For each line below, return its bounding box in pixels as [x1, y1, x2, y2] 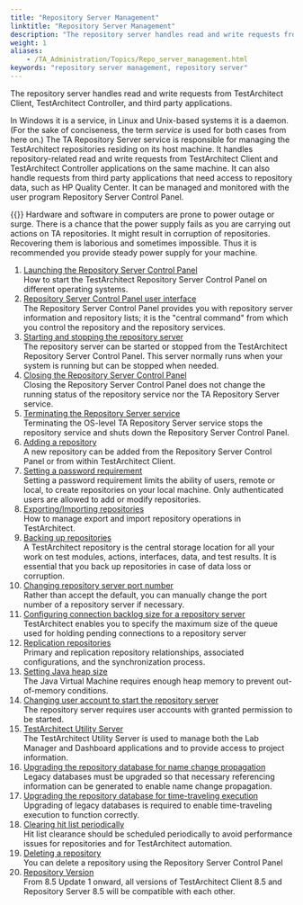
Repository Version [22, 866, 94, 877]
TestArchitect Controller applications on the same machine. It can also [10, 163, 271, 174]
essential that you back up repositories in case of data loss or [22, 560, 252, 571]
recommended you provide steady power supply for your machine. [10, 246, 258, 257]
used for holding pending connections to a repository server [22, 627, 246, 639]
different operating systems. [22, 283, 129, 294]
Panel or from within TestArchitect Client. [22, 455, 176, 466]
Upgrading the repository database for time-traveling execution [22, 790, 259, 801]
